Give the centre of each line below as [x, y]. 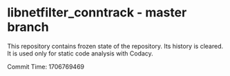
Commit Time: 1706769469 [46, 66]
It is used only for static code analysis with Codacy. [80, 53]
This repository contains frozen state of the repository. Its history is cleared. [115, 46]
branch [28, 27]
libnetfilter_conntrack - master [97, 13]
